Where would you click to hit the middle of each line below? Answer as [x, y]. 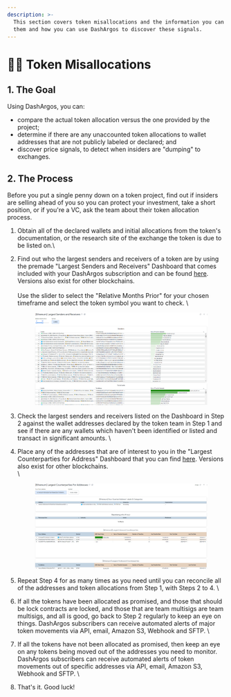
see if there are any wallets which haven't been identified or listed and [117, 431]
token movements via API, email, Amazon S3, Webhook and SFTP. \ [113, 631]
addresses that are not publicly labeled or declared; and [97, 142]
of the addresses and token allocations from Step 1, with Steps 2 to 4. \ [118, 588]
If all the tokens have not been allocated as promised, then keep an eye [119, 644]
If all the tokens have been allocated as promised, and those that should [120, 601]
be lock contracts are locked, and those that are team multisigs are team [120, 609]
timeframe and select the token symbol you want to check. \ [103, 303]
